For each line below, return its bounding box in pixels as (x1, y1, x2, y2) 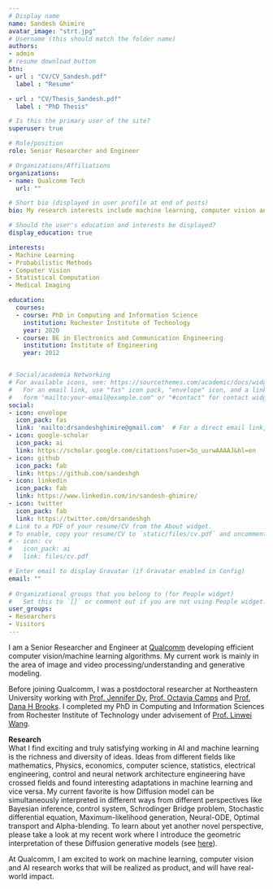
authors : (8, 42, 38, 50)
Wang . (8, 718, 30, 729)
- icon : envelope (8, 409, 67, 417)
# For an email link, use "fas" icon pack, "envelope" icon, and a (8, 386, 249, 394)
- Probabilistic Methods (8, 258, 93, 267)
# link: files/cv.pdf (8, 553, 89, 561)
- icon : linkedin (8, 477, 67, 485)
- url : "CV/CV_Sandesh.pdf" (8, 72, 107, 81)
